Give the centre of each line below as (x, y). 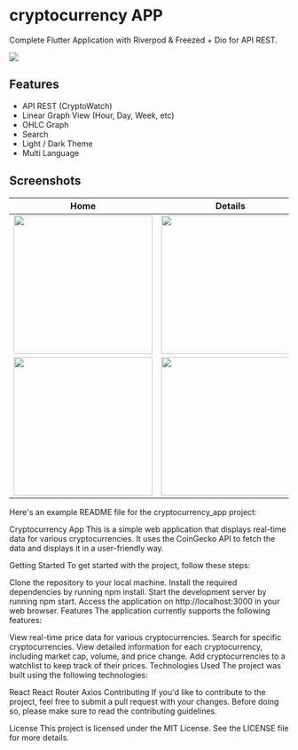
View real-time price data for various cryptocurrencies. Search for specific (145, 637)
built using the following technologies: (78, 675)
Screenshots (45, 181)
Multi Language (51, 152)
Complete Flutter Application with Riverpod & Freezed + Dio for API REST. (143, 40)
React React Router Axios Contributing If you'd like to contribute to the (137, 691)
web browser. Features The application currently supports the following (140, 610)
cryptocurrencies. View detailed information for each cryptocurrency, (136, 646)
